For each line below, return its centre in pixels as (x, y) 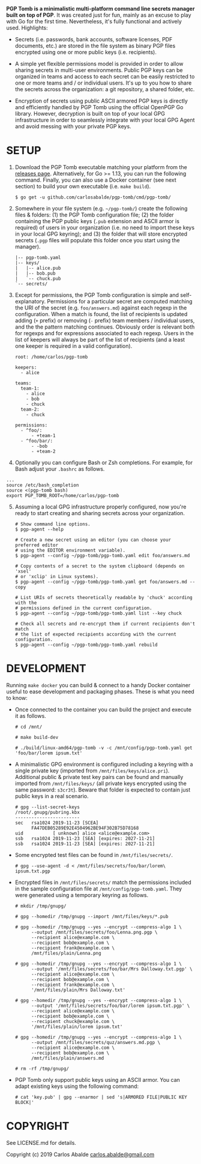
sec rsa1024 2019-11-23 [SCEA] (57, 823)
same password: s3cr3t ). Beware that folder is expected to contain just (103, 789)
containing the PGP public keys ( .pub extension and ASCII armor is (97, 221)
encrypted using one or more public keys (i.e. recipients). (86, 52)
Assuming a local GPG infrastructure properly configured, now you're (100, 507)
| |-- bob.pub (35, 273)
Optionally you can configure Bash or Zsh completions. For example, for (104, 462)
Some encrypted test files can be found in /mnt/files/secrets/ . (94, 855)
